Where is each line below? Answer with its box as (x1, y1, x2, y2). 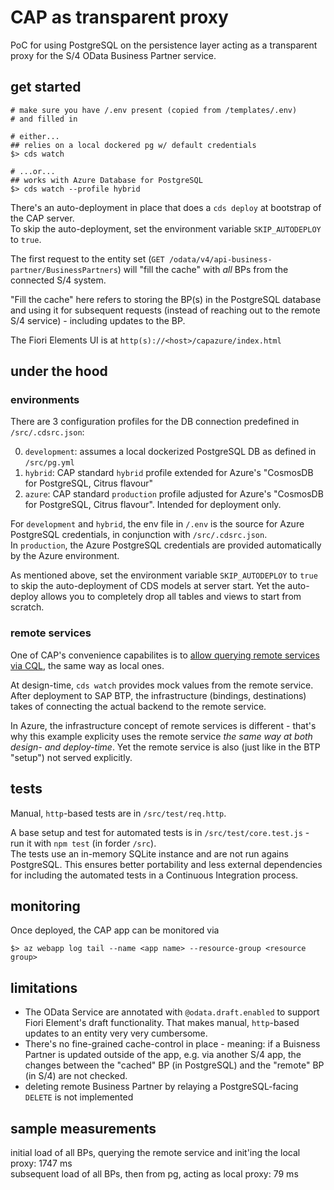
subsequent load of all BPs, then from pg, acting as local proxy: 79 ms (10, 1167, 299, 1180)
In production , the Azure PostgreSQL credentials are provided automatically (10, 539, 322, 551)
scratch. (10, 601, 45, 613)
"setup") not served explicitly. (10, 751, 133, 763)
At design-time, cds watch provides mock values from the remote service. (10, 679, 314, 691)
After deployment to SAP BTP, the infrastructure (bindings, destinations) (10, 689, 307, 701)
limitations (10, 979, 78, 996)
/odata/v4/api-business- (168, 254, 273, 265)
